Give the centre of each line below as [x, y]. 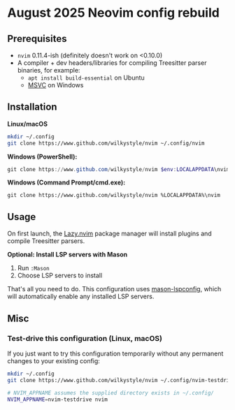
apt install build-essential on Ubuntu [86, 78]
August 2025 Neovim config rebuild [114, 13]
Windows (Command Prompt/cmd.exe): [66, 182]
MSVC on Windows [56, 85]
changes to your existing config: [54, 360]
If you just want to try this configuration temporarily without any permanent [115, 353]
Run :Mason [34, 268]
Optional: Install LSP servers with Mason [67, 255]
